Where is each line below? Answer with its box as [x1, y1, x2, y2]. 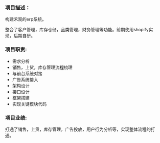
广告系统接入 [12, 77, 38, 82]
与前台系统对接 [12, 70, 43, 76]
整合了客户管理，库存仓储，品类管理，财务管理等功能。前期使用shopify [5, 27, 149, 33]
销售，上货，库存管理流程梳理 [12, 64, 72, 70]
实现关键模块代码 [12, 101, 47, 107]
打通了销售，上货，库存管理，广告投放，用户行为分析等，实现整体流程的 [5, 126, 151, 132]
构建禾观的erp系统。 [5, 16, 46, 22]
